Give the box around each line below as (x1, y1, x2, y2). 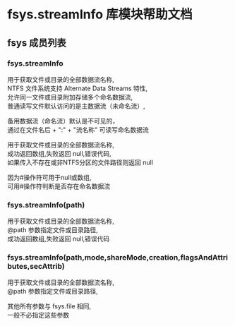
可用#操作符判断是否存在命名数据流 (7, 181, 111, 191)
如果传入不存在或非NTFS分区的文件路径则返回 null (7, 158, 154, 167)
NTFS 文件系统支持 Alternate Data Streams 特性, (7, 84, 148, 92)
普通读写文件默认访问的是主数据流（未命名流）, (7, 102, 146, 110)
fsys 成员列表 (7, 37, 67, 49)
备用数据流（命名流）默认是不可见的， (7, 116, 119, 125)
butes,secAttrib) (7, 262, 65, 272)
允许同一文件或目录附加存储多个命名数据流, (7, 92, 133, 101)
